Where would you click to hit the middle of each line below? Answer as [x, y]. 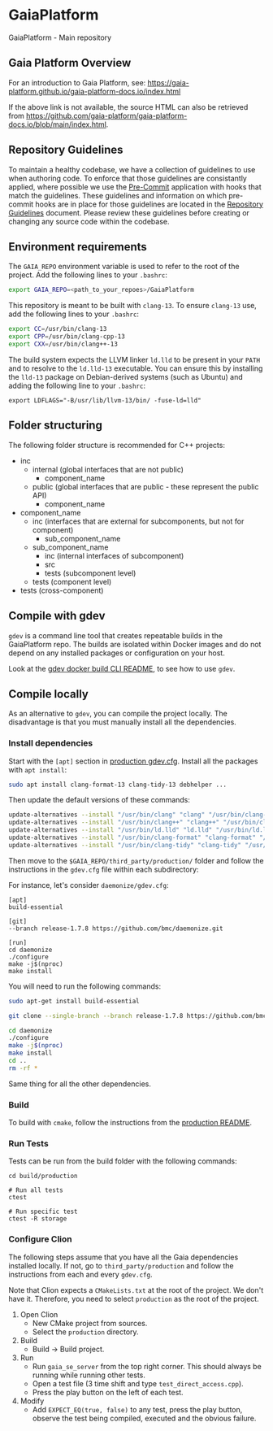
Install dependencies [51, 743]
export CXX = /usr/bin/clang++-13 [63, 344]
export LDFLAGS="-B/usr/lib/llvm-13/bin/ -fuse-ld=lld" [105, 400]
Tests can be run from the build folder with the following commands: [123, 1161]
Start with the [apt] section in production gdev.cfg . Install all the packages [133, 761]
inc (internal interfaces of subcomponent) [114, 555]
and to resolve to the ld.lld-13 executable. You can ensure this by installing [136, 368]
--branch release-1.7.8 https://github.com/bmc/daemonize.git [116, 929]
